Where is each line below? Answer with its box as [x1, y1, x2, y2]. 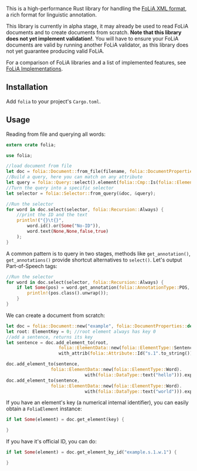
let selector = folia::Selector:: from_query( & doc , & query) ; [6, 191, 157, 196]
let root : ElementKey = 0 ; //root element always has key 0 [6, 329, 157, 335]
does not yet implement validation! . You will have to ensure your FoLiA [6, 35, 179, 42]
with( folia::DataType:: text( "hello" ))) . [84, 372, 185, 378]
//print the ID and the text [16, 212, 88, 218]
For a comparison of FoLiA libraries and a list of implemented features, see [6, 59, 186, 66]
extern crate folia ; [6, 142, 57, 148]
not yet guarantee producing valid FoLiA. [6, 48, 104, 55]
